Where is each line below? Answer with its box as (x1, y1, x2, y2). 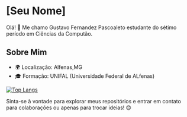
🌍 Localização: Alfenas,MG (14, 64, 83, 71)
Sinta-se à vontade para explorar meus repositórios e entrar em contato (6, 97, 182, 105)
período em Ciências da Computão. (6, 30, 93, 37)
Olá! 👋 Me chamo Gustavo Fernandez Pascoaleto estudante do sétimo (6, 24, 177, 31)
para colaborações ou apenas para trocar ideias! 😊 (6, 104, 132, 111)
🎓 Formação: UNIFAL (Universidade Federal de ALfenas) (14, 72, 155, 80)
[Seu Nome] (6, 4, 66, 18)
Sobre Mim (6, 48, 47, 58)
